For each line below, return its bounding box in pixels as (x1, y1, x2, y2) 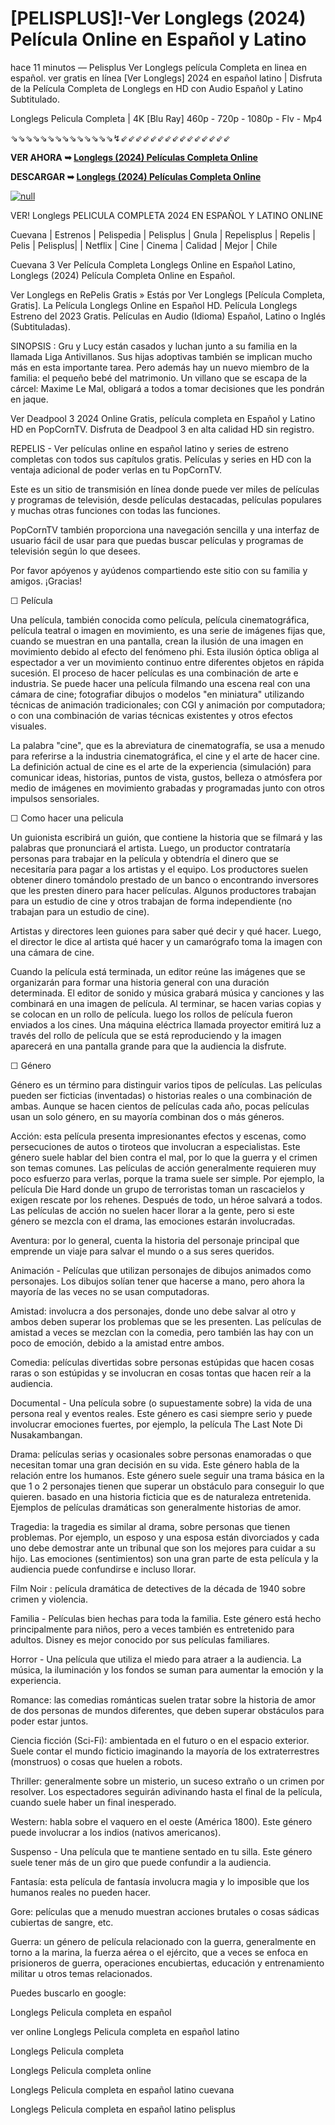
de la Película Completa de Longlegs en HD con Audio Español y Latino (10, 82, 304, 94)
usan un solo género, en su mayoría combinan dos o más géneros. (10, 1110, 285, 1122)
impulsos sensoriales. (10, 792, 100, 804)
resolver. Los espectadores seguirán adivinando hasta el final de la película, (10, 1785, 323, 1797)
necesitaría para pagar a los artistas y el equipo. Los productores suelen (10, 863, 308, 875)
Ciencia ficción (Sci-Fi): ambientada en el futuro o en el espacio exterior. (10, 1734, 310, 1746)
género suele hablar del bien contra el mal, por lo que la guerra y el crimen (10, 1151, 318, 1163)
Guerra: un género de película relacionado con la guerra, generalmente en (10, 1935, 317, 1947)
